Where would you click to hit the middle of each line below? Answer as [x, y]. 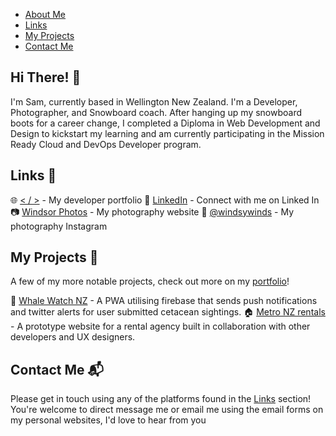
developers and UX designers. [73, 337]
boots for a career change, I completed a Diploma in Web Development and [165, 123]
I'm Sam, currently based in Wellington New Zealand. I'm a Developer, [154, 101]
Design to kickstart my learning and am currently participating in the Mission [167, 133]
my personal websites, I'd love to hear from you [108, 420]
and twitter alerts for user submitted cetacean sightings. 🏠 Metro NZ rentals [168, 312]
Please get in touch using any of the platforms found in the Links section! [161, 399]
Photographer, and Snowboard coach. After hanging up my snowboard [156, 112]
